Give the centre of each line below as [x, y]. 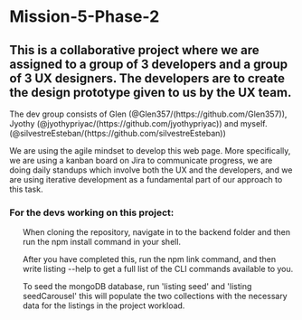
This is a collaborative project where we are [134, 50]
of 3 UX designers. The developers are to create [147, 78]
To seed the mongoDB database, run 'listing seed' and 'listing [137, 287]
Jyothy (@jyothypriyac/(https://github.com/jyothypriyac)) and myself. [138, 123]
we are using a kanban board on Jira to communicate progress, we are [141, 160]
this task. [26, 189]
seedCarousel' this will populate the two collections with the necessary [155, 296]
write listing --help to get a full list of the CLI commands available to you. [158, 269]
